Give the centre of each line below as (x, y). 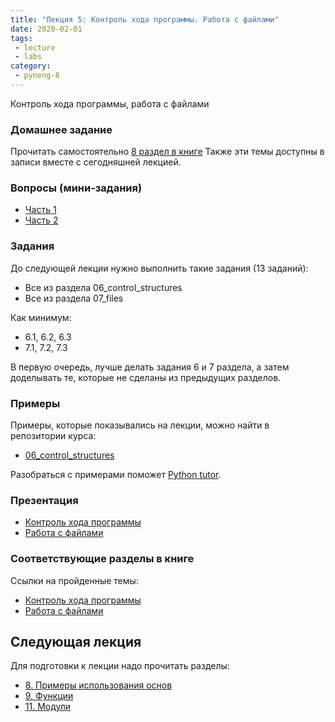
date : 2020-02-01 (46, 29)
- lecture (35, 47)
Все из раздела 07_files (74, 298)
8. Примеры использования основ (98, 685)
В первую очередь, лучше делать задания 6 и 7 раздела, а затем (150, 367)
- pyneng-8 (37, 76)
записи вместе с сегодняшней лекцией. (96, 162)
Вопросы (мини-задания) (76, 188)
